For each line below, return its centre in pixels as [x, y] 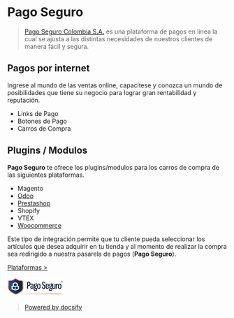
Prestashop [34, 203]
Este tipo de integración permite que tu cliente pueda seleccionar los [106, 239]
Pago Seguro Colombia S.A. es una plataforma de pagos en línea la [121, 31]
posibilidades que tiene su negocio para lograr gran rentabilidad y [102, 92]
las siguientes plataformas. [46, 175]
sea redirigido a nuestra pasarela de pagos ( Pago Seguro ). [92, 254]
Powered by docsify [53, 307]
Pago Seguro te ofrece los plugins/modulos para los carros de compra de [114, 167]
